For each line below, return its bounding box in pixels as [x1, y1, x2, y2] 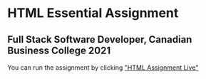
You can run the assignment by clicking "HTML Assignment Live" [7, 63, 199, 72]
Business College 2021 [7, 44, 111, 56]
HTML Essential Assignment [7, 5, 179, 21]
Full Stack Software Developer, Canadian [7, 33, 192, 46]
